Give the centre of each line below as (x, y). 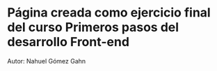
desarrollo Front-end (69, 42)
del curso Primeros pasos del (93, 27)
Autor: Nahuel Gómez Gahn (47, 61)
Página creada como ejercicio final (109, 13)
